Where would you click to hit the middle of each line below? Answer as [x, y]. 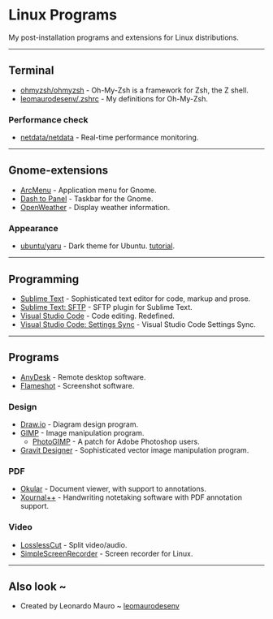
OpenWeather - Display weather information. [95, 207]
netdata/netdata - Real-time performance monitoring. [109, 138]
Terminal [31, 71]
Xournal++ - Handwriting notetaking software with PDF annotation [131, 497]
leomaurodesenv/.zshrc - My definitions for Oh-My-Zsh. [114, 98]
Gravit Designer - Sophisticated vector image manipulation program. [134, 450]
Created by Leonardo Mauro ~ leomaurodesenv [100, 606]
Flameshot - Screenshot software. [77, 385]
